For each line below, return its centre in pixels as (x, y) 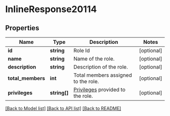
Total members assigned (103, 75)
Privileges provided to (99, 90)
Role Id (81, 50)
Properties (22, 28)
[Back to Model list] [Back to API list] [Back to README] (63, 108)
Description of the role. (100, 67)
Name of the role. (94, 59)
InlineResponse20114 (51, 9)
